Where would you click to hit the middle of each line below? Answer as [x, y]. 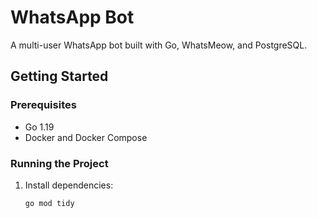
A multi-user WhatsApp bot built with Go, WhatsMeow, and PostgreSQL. [159, 45]
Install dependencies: [69, 185]
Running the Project [59, 163]
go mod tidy [49, 203]
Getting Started [59, 76]
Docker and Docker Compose [86, 137]
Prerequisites [43, 105]
